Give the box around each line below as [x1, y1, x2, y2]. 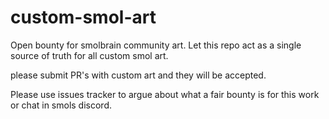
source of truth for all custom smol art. [10, 49, 169, 61]
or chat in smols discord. [10, 99, 113, 111]
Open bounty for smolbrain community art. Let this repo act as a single [10, 39, 302, 51]
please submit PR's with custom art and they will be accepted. [10, 69, 267, 81]
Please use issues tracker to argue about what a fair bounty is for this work [10, 88, 320, 100]
